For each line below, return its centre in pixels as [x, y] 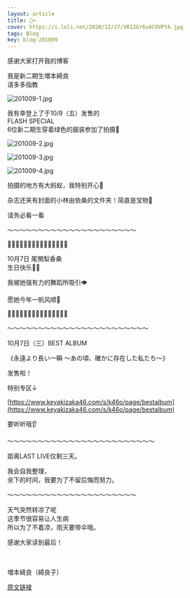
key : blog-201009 [33, 40]
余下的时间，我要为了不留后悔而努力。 [62, 480]
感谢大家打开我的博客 [38, 61]
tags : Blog [23, 33]
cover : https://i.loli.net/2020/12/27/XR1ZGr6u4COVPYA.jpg [95, 27]
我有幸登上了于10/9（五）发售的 [54, 113]
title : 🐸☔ [22, 20]
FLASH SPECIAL [31, 121]
